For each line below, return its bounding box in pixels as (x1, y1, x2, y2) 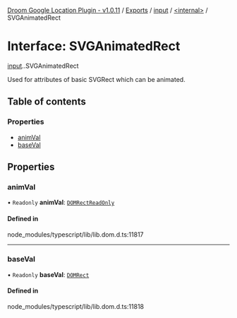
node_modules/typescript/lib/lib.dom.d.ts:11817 (7, 230, 144, 239)
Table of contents (7, 95, 86, 108)
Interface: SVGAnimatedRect (7, 38, 181, 54)
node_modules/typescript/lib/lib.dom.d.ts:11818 (7, 302, 145, 311)
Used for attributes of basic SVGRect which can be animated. (7, 75, 186, 83)
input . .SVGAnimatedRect (7, 61, 79, 70)
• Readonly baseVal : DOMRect (7, 270, 90, 278)
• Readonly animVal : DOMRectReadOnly (7, 198, 115, 207)
